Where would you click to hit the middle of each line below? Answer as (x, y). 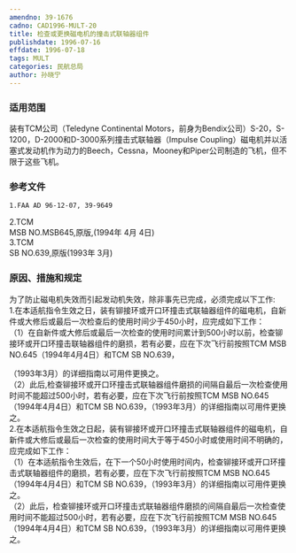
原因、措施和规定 (46, 278)
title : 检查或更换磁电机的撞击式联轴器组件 (79, 34)
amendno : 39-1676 (41, 17)
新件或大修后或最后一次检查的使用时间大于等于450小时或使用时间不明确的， (148, 440)
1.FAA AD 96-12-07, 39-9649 (61, 206)
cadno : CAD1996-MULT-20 (53, 26)
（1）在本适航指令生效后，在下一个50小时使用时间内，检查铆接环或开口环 (144, 462)
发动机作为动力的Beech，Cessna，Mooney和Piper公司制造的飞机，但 (152, 150)
